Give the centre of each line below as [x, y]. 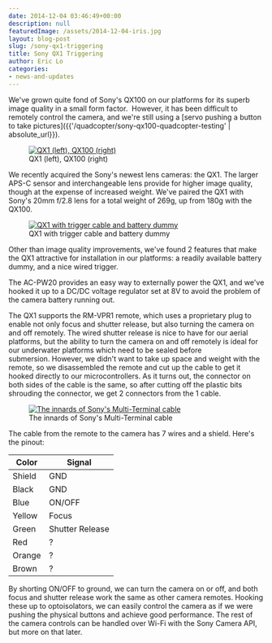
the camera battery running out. [62, 300]
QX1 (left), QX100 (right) [68, 159]
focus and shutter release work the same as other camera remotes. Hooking [136, 597]
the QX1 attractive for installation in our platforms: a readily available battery [135, 258]
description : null [39, 24]
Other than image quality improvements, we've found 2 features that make [133, 249]
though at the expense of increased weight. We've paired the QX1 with [126, 191]
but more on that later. [45, 632]
